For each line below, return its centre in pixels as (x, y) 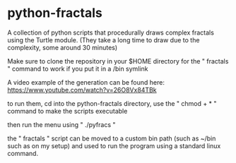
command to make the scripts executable (67, 111)
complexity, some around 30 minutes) (63, 47)
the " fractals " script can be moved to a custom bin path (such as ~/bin (112, 138)
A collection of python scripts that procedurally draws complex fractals (111, 32)
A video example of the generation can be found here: (86, 82)
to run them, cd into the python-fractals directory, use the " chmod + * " (112, 103)
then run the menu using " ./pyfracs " (61, 124)
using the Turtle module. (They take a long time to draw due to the (104, 40)
